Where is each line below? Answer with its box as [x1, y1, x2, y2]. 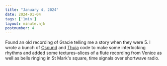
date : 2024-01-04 [5, 12, 41, 17]
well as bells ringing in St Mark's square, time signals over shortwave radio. [5, 55, 160, 61]
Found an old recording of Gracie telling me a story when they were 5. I [5, 39, 151, 45]
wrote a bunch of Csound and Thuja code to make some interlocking [5, 45, 146, 51]
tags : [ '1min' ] [5, 16, 37, 21]
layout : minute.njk [5, 21, 46, 26]
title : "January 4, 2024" [5, 7, 59, 12]
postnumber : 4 [5, 26, 35, 31]
